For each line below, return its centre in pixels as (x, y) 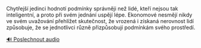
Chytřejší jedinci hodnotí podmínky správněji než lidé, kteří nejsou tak (92, 9)
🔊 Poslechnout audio (33, 39)
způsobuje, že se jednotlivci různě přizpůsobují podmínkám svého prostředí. (101, 27)
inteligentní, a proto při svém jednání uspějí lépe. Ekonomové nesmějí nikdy (99, 15)
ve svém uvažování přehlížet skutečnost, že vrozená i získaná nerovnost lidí (100, 21)
